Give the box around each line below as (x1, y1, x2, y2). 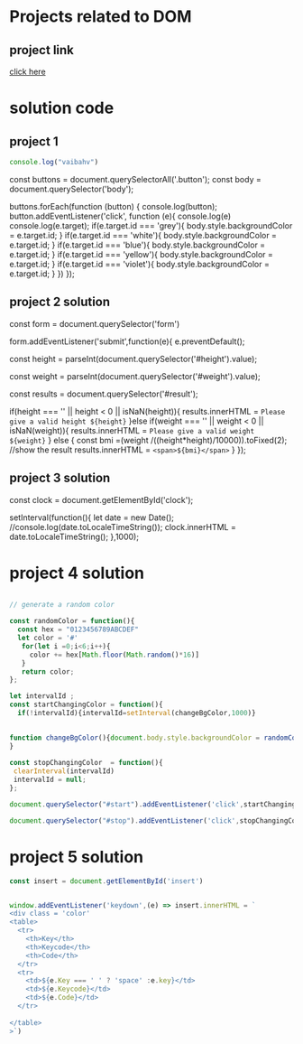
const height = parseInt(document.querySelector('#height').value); (9, 353, 258, 364)
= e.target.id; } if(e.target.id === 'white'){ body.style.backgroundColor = (9, 229, 278, 240)
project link (9, 42, 75, 58)
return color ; (21, 666, 75, 676)
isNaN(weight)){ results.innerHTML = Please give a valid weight (9, 424, 255, 435)
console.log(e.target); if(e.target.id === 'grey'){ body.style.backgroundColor (9, 219, 293, 231)
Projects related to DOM (9, 6, 192, 27)
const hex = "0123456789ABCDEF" (17, 625, 140, 634)
